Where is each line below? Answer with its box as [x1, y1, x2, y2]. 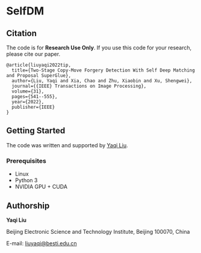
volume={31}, [11, 88, 45, 94]
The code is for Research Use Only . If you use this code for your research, [6, 44, 192, 51]
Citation [6, 28, 37, 38]
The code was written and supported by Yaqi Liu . [6, 141, 128, 148]
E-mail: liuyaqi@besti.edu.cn [6, 239, 77, 247]
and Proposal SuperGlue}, [6, 73, 71, 79]
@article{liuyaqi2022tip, [6, 62, 71, 68]
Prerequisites [6, 156, 46, 165]
